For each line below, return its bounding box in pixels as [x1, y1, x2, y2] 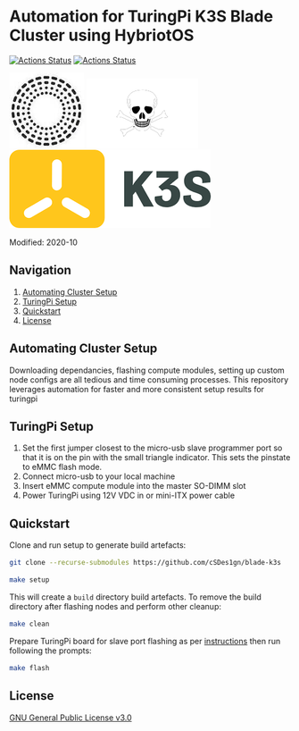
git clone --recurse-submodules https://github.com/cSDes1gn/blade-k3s [9, 559, 281, 567]
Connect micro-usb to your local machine [21, 471, 176, 482]
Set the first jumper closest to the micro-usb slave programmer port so [21, 442, 283, 453]
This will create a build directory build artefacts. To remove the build [9, 592, 262, 602]
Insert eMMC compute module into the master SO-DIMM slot [21, 481, 246, 492]
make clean [9, 619, 50, 628]
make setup [9, 576, 50, 584]
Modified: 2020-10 [9, 237, 78, 248]
